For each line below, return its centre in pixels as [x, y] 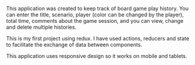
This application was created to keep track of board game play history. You [97, 8]
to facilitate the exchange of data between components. [74, 45]
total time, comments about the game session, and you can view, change [95, 21]
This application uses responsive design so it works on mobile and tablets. [97, 56]
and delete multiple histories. [41, 27]
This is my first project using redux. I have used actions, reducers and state [98, 38]
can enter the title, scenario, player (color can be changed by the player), [95, 15]
